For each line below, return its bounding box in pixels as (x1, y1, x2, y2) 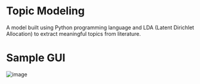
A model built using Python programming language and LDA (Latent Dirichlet (6, 24, 195, 31)
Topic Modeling (6, 4, 85, 18)
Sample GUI (6, 51, 66, 65)
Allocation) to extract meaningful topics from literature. (6, 30, 141, 37)
